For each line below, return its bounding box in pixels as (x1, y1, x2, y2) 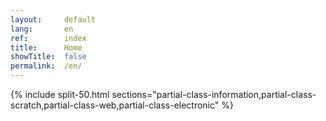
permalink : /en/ (10, 61, 83, 71)
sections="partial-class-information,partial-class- (111, 89, 317, 100)
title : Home (10, 42, 83, 53)
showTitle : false (10, 52, 87, 62)
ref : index (10, 33, 87, 43)
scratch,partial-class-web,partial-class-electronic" (10, 99, 220, 111)
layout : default (10, 14, 97, 25)
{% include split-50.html (10, 89, 110, 100)
